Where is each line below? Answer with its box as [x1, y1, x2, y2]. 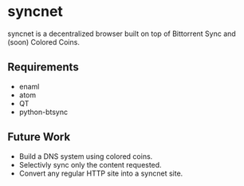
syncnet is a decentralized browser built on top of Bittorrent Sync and [7, 29, 236, 38]
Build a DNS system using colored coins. [18, 151, 153, 161]
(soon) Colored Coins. [7, 37, 81, 46]
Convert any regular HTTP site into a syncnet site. [18, 168, 183, 178]
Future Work [7, 130, 71, 144]
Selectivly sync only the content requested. [18, 160, 162, 169]
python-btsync [18, 107, 69, 117]
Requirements [7, 61, 79, 74]
